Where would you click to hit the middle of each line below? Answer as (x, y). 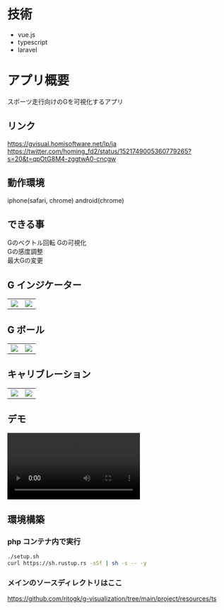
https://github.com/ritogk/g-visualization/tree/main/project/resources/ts (112, 599)
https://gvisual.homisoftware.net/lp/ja (62, 143)
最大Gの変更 (25, 260)
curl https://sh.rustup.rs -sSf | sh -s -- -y (77, 564)
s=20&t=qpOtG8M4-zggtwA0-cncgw (62, 159)
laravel (27, 50)
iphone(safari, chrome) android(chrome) (66, 200)
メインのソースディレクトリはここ (65, 582)
